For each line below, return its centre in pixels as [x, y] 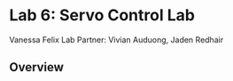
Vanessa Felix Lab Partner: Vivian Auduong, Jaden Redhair [116, 40]
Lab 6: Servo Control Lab [102, 15]
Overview [37, 67]
